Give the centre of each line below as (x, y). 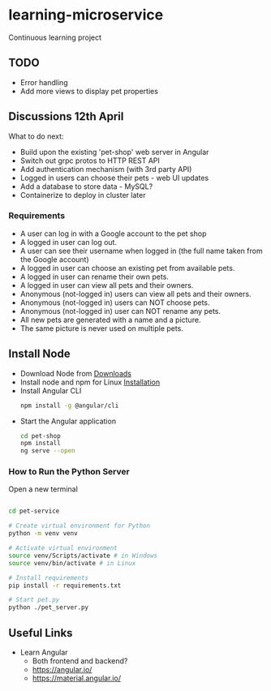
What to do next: (36, 136)
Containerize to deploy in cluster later (83, 195)
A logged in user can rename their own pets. (94, 277)
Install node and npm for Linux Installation (90, 382)
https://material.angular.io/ (77, 678)
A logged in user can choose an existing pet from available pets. (127, 268)
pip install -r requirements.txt (65, 586)
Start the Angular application (68, 421)
